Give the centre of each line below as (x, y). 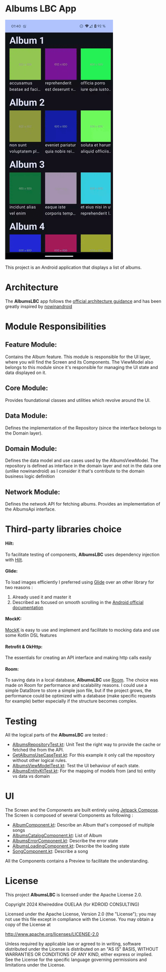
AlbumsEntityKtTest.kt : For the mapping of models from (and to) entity (84, 771)
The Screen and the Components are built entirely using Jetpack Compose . (82, 810)
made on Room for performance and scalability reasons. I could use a (76, 685)
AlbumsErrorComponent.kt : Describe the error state (65, 841)
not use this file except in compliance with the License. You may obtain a (79, 919)
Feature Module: (31, 345)
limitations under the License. (35, 965)
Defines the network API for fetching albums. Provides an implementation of (83, 504)
